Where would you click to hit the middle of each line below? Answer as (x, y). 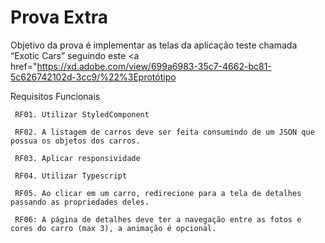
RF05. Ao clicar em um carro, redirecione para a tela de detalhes (158, 193)
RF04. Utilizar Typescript (71, 176)
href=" (24, 66)
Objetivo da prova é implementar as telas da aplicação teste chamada (154, 45)
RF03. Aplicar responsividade (77, 158)
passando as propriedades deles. (80, 202)
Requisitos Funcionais (55, 96)
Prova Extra (59, 17)
